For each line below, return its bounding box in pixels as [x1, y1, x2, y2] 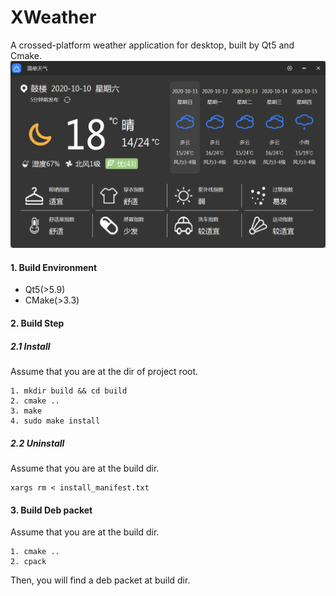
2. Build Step [10, 317, 65, 329]
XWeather [10, 6, 97, 29]
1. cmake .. [10, 547, 60, 557]
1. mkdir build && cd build [10, 386, 128, 396]
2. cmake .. [10, 396, 60, 406]
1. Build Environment [10, 261, 98, 273]
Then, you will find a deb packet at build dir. [10, 574, 191, 586]
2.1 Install [10, 340, 51, 352]
